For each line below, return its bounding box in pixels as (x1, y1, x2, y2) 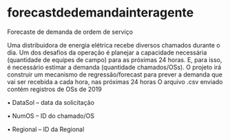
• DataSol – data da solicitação (7, 98, 95, 106)
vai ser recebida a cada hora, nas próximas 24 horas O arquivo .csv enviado (7, 77, 223, 86)
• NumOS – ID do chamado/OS (7, 112, 95, 120)
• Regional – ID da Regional (7, 125, 85, 133)
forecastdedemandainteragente (7, 5, 194, 21)
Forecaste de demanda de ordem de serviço (7, 28, 133, 36)
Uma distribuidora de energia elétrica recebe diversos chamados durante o (7, 41, 220, 49)
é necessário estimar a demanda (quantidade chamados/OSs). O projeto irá (7, 63, 222, 71)
